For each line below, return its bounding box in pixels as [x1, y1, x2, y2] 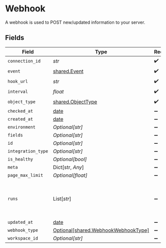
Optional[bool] [52, 156, 87, 163]
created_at [7, 116, 33, 122]
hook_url [7, 79, 28, 84]
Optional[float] [52, 171, 87, 178]
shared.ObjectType [52, 98, 97, 105]
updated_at [7, 219, 33, 225]
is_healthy [7, 156, 33, 162]
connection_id [7, 58, 41, 64]
